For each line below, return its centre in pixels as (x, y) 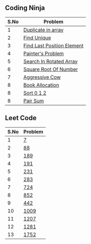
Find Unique (37, 37)
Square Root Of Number (51, 69)
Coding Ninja (25, 8)
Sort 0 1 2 (35, 93)
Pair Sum (34, 100)
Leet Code (21, 118)
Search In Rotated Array (51, 61)
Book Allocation (41, 85)
